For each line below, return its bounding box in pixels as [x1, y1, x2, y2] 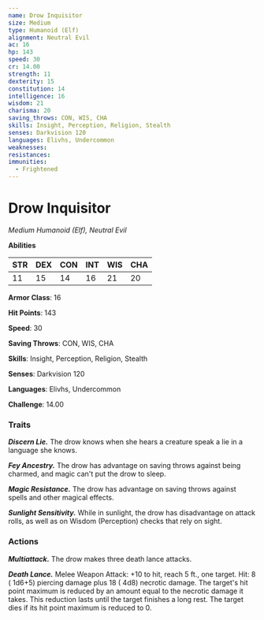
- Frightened [15, 165, 58, 173]
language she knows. [8, 446, 77, 455]
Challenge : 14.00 [8, 399, 65, 409]
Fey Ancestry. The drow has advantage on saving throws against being [8, 461, 241, 470]
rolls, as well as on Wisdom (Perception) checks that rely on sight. [8, 517, 222, 526]
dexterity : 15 [8, 77, 55, 85]
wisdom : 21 [8, 99, 44, 107]
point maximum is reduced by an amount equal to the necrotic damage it [8, 586, 244, 596]
